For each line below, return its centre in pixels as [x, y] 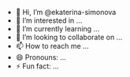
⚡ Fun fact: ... [37, 66]
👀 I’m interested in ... [49, 20]
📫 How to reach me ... [52, 46]
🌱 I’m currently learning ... [58, 29]
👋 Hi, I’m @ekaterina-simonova [66, 12]
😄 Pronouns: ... [41, 57]
